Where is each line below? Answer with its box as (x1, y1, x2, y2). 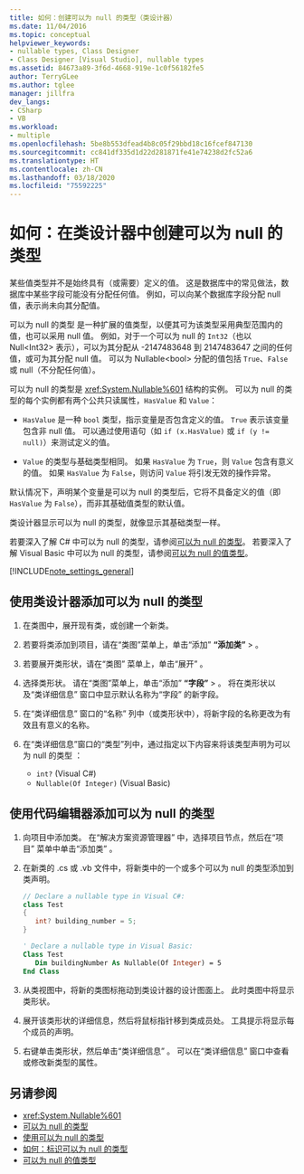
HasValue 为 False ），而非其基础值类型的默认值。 (9, 498, 190, 509)
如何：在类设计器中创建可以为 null (9, 223, 264, 244)
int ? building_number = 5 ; (34, 917, 138, 926)
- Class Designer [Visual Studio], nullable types (9, 55, 204, 64)
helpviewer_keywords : (9, 38, 91, 48)
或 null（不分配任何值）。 (9, 365, 101, 375)
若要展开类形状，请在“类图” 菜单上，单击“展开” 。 (22, 658, 208, 669)
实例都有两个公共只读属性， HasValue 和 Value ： (40, 395, 217, 406)
